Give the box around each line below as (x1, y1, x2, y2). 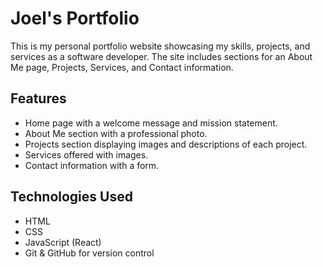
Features (10, 90, 67, 107)
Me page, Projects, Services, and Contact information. (10, 61, 234, 73)
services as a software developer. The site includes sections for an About (10, 50, 313, 62)
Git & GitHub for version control (24, 247, 155, 259)
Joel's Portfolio (10, 7, 140, 30)
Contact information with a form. (24, 159, 160, 171)
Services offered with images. (24, 148, 149, 161)
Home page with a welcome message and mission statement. (24, 117, 278, 129)
